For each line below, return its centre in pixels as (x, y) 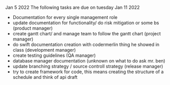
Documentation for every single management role (65, 17)
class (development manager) (44, 50)
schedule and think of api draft (45, 77)
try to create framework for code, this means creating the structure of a (88, 72)
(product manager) (33, 28)
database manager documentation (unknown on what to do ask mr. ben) (89, 61)
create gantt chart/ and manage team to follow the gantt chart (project (87, 34)
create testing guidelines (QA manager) (54, 55)
